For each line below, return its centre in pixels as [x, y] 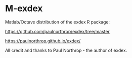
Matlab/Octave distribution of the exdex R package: [58, 22]
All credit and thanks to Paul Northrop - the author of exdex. [66, 50]
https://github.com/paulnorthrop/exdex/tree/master [57, 31]
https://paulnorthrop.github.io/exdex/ [43, 41]
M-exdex [24, 9]
